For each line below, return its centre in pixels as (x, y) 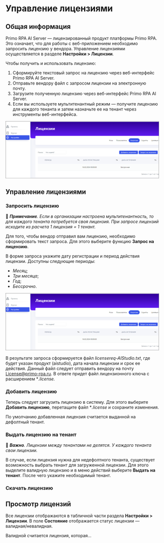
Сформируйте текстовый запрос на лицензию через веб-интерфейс (83, 73)
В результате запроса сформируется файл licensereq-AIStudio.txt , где (78, 358)
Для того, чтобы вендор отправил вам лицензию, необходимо (71, 236)
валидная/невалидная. (29, 526)
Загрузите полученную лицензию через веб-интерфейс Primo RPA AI (84, 94)
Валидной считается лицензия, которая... (49, 536)
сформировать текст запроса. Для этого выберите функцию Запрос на (80, 241)
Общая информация (38, 27)
